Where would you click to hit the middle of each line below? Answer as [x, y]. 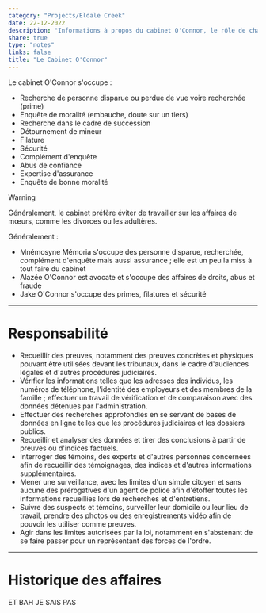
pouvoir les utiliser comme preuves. [78, 523]
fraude [30, 285]
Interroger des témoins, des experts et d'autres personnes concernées [135, 456]
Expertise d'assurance [56, 173]
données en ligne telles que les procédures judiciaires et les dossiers [132, 423]
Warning [22, 197]
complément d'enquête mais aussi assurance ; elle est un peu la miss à [135, 260]
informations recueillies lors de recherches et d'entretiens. [115, 498]
